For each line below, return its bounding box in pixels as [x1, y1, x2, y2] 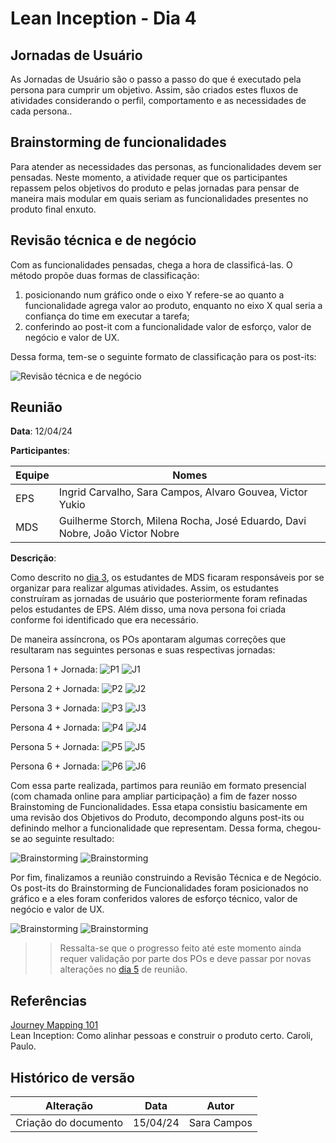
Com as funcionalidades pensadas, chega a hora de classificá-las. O [10, 258, 293, 271]
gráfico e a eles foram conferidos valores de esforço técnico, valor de [10, 893, 298, 905]
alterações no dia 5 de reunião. [59, 963, 188, 976]
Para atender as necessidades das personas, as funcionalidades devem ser [10, 160, 322, 172]
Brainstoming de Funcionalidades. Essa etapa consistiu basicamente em [10, 801, 308, 813]
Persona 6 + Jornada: [10, 760, 100, 772]
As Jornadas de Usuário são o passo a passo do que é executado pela [10, 73, 302, 85]
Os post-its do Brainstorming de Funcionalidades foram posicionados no [10, 882, 309, 894]
